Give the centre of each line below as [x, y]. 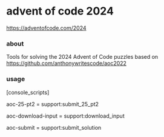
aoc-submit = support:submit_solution [54, 127]
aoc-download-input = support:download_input [66, 116]
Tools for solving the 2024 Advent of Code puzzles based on [82, 57]
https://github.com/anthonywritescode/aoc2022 [67, 63]
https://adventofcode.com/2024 [46, 28]
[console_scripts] [28, 92]
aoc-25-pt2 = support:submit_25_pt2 [52, 104]
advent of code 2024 [60, 11]
